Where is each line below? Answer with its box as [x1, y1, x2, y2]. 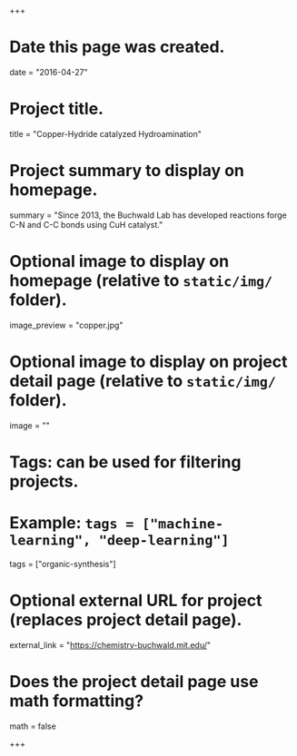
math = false [9, 721, 56, 731]
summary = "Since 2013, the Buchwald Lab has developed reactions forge [9, 210, 288, 221]
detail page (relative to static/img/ [9, 370, 277, 391]
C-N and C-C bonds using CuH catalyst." [9, 219, 163, 230]
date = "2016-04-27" [9, 66, 88, 77]
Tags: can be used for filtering [9, 451, 242, 472]
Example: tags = [9, 513, 134, 534]
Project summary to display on [9, 161, 245, 182]
